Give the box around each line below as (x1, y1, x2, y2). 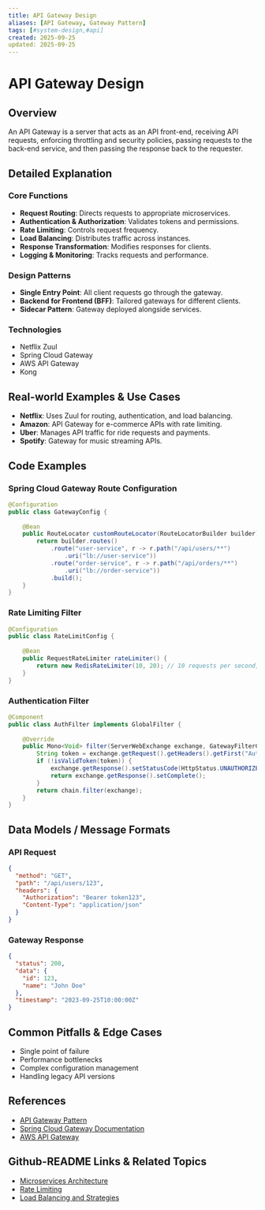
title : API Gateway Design (8, 11, 97, 20)
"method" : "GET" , (15, 872, 73, 879)
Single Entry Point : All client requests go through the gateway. (19, 288, 223, 297)
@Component (8, 713, 44, 721)
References (8, 1094, 66, 1108)
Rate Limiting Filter (8, 607, 82, 618)
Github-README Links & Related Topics (8, 1155, 207, 1168)
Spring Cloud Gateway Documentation (19, 1123, 144, 1133)
